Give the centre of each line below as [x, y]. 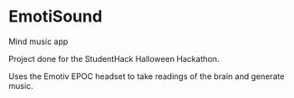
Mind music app [38, 41]
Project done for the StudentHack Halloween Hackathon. [114, 58]
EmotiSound [56, 17]
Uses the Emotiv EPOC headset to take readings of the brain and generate [147, 76]
